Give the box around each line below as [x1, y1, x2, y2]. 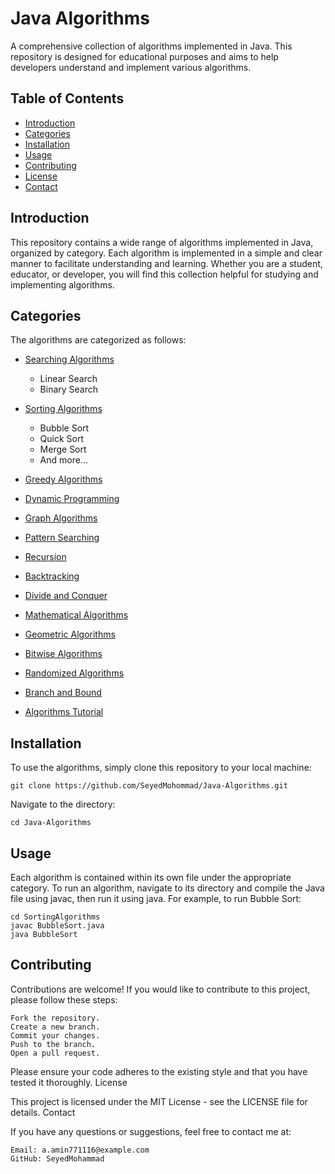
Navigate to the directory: [10, 798, 116, 811]
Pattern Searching [24, 532, 100, 544]
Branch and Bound [24, 687, 102, 699]
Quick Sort [39, 433, 85, 445]
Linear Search [39, 373, 98, 385]
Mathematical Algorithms [24, 609, 129, 621]
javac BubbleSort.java [10, 921, 105, 931]
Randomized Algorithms [24, 667, 125, 679]
